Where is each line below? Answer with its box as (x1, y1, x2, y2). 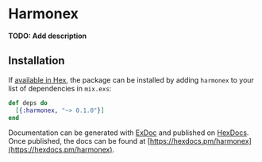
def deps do (8, 98, 48, 107)
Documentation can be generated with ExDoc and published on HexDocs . (8, 128, 249, 137)
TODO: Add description (8, 31, 87, 40)
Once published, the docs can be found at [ (8, 137, 151, 146)
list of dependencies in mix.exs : (8, 83, 112, 93)
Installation (8, 54, 65, 67)
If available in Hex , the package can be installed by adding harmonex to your (8, 75, 254, 84)
